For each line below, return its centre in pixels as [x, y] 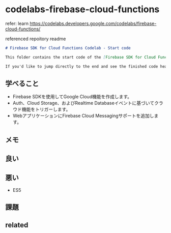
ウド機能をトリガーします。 [41, 109]
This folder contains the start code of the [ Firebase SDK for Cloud [81, 57]
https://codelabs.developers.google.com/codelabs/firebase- [93, 23]
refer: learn [17, 23]
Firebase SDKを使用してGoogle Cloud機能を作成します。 [72, 97]
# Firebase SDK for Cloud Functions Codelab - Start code [68, 48]
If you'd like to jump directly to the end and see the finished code [82, 66]
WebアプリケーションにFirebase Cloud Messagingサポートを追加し [83, 116]
